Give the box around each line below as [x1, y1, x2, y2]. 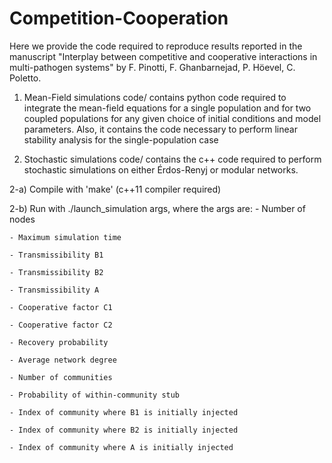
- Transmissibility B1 [9, 250, 104, 260]
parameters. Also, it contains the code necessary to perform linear [23, 123, 298, 135]
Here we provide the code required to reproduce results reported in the [9, 40, 303, 52]
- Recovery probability [9, 337, 109, 347]
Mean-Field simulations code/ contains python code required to [23, 91, 287, 103]
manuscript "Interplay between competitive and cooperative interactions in [9, 50, 318, 62]
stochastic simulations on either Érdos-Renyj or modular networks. [23, 163, 299, 176]
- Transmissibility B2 [9, 267, 104, 277]
